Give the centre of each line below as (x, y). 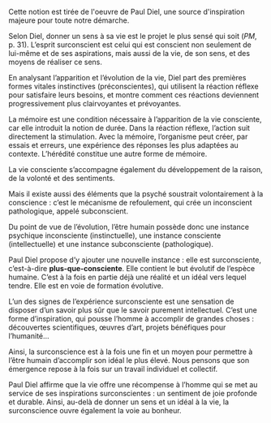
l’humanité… (29, 336)
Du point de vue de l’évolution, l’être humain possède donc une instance (129, 227)
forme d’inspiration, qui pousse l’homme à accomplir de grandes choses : (131, 319)
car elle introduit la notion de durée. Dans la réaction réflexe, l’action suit (129, 128)
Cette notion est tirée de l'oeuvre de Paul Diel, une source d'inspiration (127, 12)
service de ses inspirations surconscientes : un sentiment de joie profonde (133, 393)
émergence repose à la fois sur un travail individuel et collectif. (113, 369)
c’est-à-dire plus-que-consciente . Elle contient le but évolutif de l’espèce (132, 268)
